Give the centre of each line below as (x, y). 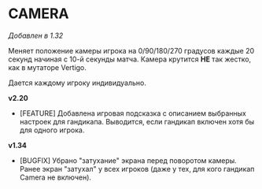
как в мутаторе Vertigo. (47, 67)
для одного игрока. (52, 130)
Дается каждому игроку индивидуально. (77, 83)
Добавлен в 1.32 (36, 35)
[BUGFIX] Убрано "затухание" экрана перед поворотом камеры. (128, 160)
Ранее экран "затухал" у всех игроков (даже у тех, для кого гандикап (137, 169)
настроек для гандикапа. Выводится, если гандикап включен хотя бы (137, 121)
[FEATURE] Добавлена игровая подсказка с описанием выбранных (133, 113)
